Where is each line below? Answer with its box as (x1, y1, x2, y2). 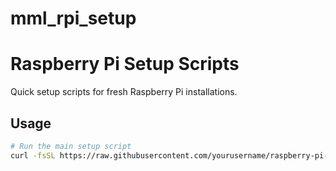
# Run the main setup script (10, 141, 132, 151)
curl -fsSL (10, 150, 56, 161)
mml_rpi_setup (10, 7, 137, 30)
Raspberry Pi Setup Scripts (10, 53, 240, 76)
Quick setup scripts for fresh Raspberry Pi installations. (10, 86, 238, 98)
